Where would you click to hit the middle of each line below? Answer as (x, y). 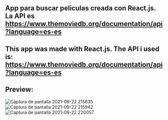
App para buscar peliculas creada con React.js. (81, 8)
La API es (20, 16)
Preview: (19, 90)
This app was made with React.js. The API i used (82, 49)
